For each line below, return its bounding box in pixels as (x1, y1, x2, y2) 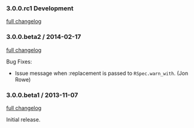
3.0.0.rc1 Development (6, 4, 74, 13)
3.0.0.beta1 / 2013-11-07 (6, 91, 78, 99)
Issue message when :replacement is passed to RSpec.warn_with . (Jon (14, 69, 189, 77)
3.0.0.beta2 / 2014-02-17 (6, 33, 81, 41)
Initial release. (6, 115, 41, 123)
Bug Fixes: (6, 58, 32, 65)
